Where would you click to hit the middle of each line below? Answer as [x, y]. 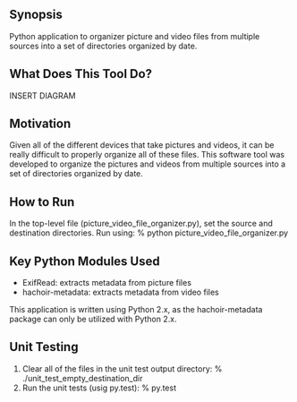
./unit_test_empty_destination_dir [82, 378]
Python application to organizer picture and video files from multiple [135, 36]
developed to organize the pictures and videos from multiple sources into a [148, 164]
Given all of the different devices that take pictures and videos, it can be [142, 145]
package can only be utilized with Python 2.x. [93, 319]
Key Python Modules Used [85, 261]
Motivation [40, 124]
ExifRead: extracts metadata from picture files [107, 283]
